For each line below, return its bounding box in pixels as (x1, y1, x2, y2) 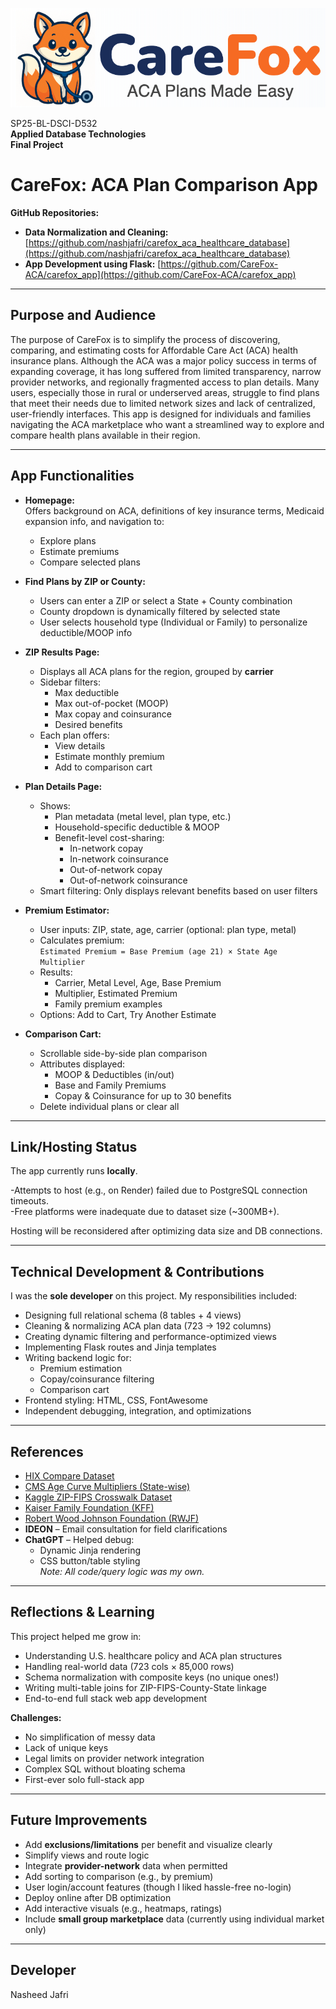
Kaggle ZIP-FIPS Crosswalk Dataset (24, 1491, 173, 1503)
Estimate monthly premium (54, 750, 165, 762)
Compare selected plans (39, 556, 141, 568)
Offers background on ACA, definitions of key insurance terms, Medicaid (24, 504, 325, 517)
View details (54, 739, 106, 752)
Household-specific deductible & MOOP (54, 821, 220, 833)
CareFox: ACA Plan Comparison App (10, 174, 318, 197)
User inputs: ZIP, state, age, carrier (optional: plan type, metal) (39, 923, 297, 935)
